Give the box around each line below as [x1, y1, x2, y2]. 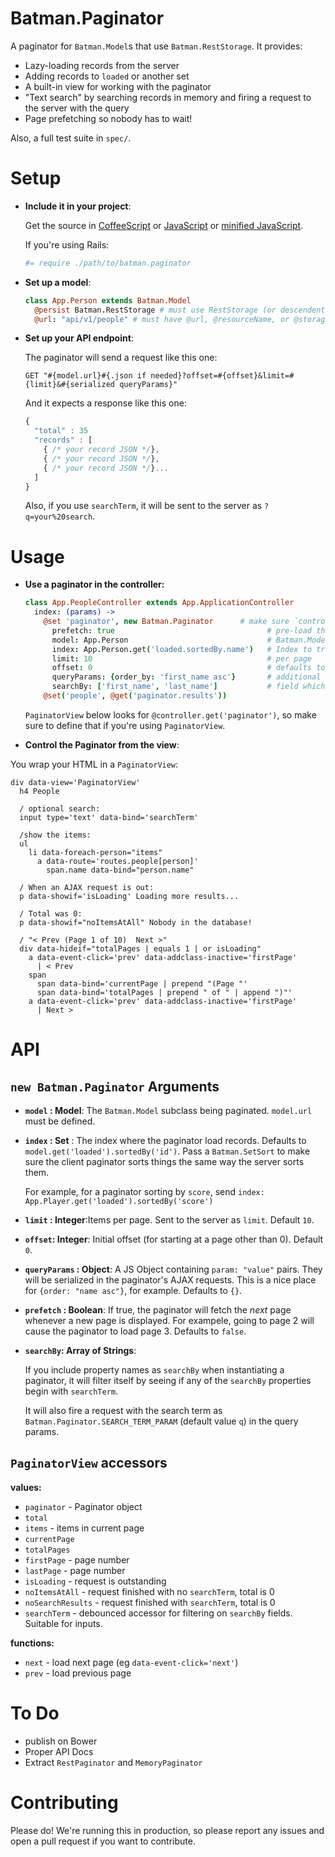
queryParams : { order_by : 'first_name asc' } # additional [51, 672, 322, 682]
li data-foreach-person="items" [28, 847, 163, 857]
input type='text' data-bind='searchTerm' [19, 812, 199, 822]
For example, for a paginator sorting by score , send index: [24, 1185, 265, 1197]
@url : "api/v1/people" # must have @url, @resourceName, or [34, 314, 290, 324]
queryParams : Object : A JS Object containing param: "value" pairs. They [24, 1263, 323, 1275]
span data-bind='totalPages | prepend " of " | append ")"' [36, 987, 293, 997]
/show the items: [19, 830, 92, 840]
